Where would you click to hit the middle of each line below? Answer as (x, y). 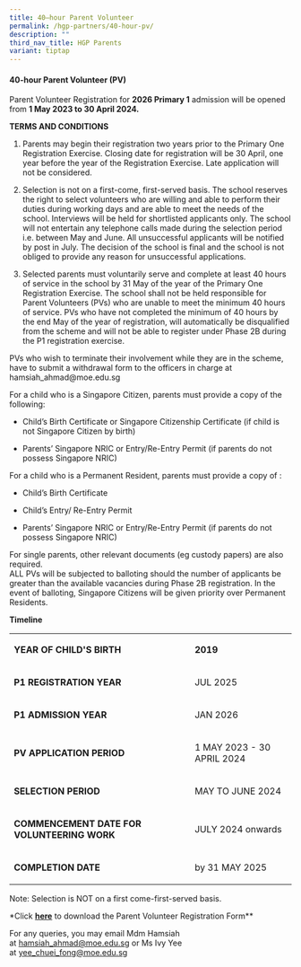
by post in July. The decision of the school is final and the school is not (153, 247)
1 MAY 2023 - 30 (232, 748)
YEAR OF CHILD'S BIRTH (68, 650)
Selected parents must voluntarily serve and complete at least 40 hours (154, 274)
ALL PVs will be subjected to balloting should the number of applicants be (146, 574)
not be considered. (57, 172)
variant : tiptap (39, 51)
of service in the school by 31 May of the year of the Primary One (142, 284)
